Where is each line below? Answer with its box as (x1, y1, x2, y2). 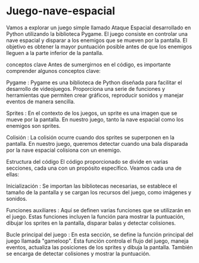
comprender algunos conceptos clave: (6, 67, 101, 74)
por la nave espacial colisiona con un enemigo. (6, 146, 122, 154)
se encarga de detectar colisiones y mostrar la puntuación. (6, 250, 151, 257)
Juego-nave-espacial (6, 4, 116, 18)
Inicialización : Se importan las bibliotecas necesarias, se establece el (6, 182, 178, 189)
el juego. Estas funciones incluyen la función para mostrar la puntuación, (6, 213, 185, 220)
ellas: (6, 170, 20, 178)
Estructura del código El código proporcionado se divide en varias (6, 158, 169, 165)
